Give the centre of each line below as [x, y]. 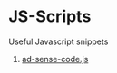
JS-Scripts [50, 17]
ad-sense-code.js [55, 59]
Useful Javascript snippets [58, 41]
